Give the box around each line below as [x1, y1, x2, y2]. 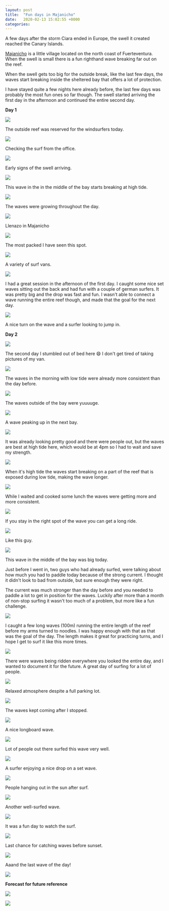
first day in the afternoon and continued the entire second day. [5, 97, 135, 103]
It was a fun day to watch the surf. [5, 823, 76, 829]
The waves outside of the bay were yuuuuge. [5, 400, 99, 406]
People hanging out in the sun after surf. [5, 784, 89, 790]
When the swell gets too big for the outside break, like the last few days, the [5, 71, 163, 77]
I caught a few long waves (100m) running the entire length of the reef [5, 622, 151, 628]
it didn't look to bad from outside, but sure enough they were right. [5, 577, 144, 583]
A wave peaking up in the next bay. [5, 419, 78, 425]
